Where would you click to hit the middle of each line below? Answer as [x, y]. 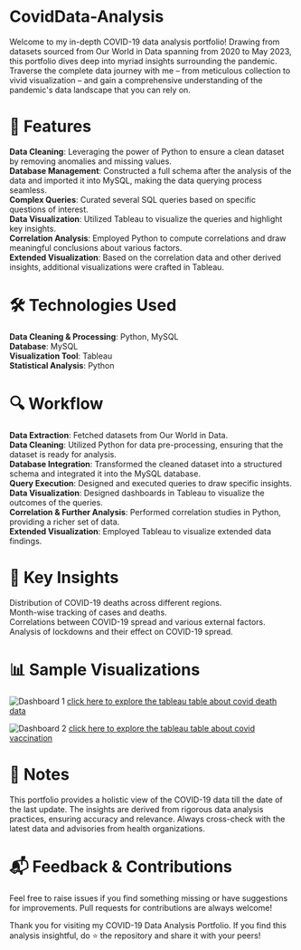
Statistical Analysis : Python [62, 365]
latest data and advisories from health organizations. [107, 828]
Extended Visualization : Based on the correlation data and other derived [146, 257]
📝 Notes [39, 774]
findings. [26, 541]
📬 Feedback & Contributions [121, 866]
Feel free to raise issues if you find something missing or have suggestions [149, 897]
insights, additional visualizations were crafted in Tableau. [117, 267]
